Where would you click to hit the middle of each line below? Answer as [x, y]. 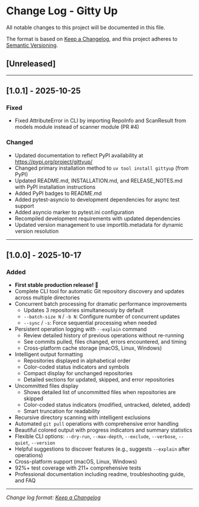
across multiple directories [47, 297]
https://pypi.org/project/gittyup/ [54, 161]
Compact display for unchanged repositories [78, 373]
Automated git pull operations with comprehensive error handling [97, 424]
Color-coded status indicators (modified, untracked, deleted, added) [107, 405]
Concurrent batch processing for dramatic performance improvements [101, 304]
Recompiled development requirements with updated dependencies [97, 218]
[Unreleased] [31, 64]
